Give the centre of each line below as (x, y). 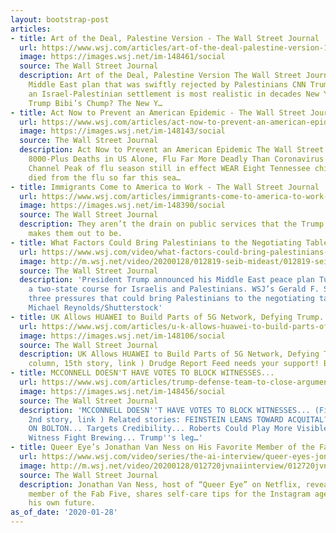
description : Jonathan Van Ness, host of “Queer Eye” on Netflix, (160, 484)
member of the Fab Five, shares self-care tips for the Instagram (169, 494)
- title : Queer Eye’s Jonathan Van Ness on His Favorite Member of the (162, 447)
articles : (31, 29)
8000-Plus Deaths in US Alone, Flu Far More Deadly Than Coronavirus (176, 159)
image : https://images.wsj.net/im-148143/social (122, 131)
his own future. (62, 503)
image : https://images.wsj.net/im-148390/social (122, 206)
